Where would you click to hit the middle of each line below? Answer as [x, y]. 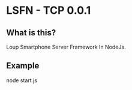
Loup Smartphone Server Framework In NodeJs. [66, 47]
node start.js [22, 80]
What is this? [31, 33]
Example [23, 66]
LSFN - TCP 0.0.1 [49, 10]
